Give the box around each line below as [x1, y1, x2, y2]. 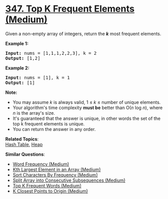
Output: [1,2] [5, 55, 41, 61]
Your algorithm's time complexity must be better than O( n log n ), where [12, 105, 163, 111]
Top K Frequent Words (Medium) [12, 182, 81, 188]
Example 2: [5, 64, 30, 71]
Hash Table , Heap [5, 141, 43, 147]
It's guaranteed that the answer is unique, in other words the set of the [12, 115, 161, 121]
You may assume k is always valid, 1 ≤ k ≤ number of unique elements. [12, 99, 161, 105]
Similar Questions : [5, 151, 45, 157]
